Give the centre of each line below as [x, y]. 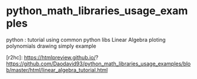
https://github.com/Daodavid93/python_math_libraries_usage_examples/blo [98, 64]
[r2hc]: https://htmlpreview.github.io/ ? [52, 57]
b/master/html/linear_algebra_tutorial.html [57, 70]
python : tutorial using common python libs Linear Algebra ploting [86, 39]
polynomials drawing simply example [51, 46]
